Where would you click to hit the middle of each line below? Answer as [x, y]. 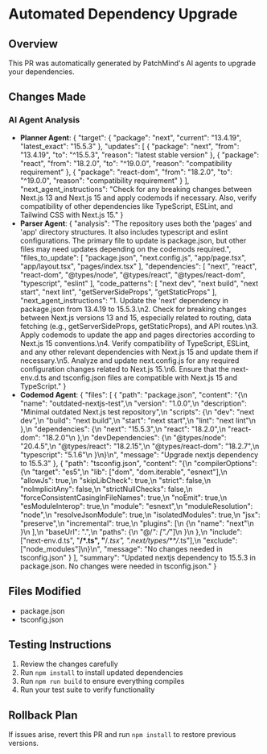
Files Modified [45, 592]
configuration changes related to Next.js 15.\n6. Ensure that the [124, 369]
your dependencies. [41, 72]
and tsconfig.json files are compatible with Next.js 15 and [143, 377]
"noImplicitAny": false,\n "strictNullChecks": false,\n [106, 489]
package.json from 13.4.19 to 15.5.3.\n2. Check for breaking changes [133, 309]
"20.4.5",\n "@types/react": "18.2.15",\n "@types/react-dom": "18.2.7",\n [140, 446]
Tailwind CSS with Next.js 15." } [72, 215]
